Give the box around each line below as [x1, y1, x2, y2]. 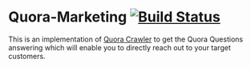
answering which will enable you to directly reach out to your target [8, 42, 231, 52]
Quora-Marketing [8, 8, 128, 26]
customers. [8, 51, 46, 61]
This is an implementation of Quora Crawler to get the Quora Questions [8, 34, 243, 44]
